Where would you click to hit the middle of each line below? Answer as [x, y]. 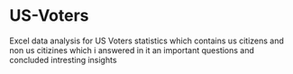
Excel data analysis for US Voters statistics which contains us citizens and [146, 41]
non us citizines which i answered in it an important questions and [132, 50]
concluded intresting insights [63, 60]
